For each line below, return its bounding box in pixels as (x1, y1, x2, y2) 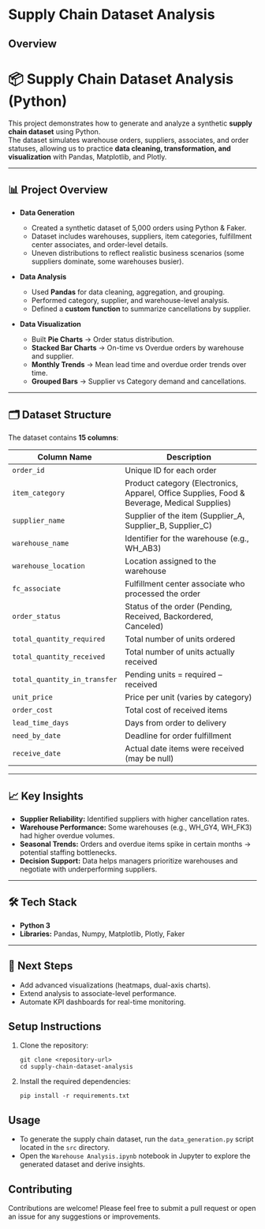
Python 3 (19, 920, 51, 930)
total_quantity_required (12, 635, 106, 644)
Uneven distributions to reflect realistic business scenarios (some (31, 249, 244, 258)
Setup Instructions (8, 1020, 102, 1033)
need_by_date (12, 732, 62, 740)
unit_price (12, 693, 53, 702)
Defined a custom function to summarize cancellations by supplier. (31, 304, 251, 313)
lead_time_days (12, 718, 69, 728)
